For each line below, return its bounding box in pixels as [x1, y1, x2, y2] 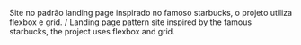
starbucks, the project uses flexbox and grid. [9, 26, 175, 36]
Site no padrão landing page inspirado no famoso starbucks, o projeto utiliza [9, 8, 293, 18]
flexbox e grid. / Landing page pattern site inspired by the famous [9, 17, 252, 27]
